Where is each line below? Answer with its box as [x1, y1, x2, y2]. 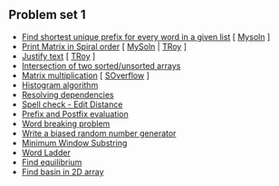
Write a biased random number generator [21, 127, 177, 139]
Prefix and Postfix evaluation [21, 108, 129, 119]
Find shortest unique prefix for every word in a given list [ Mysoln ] [21, 31, 271, 42]
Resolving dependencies [21, 89, 114, 100]
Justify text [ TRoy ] [21, 50, 96, 62]
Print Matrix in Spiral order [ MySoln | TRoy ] [21, 41, 188, 52]
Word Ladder [21, 147, 72, 158]
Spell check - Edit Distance [21, 99, 123, 110]
